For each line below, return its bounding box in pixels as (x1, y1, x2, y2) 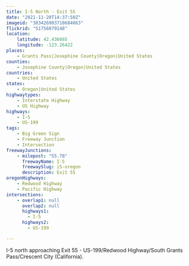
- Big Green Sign (17, 131, 60, 137)
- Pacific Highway (17, 186, 62, 192)
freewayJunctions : (6, 147, 52, 153)
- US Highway (17, 103, 49, 109)
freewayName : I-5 (21, 159, 65, 165)
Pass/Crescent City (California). (6, 253, 84, 260)
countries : (6, 70, 33, 76)
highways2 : (21, 219, 49, 225)
